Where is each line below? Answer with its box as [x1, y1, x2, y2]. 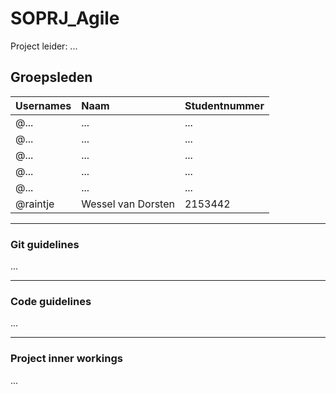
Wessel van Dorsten [81, 197, 175, 211]
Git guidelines [10, 237, 80, 251]
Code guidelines [10, 294, 92, 308]
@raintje [15, 197, 55, 211]
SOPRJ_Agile [10, 7, 120, 30]
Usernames [15, 98, 72, 112]
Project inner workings [10, 352, 123, 366]
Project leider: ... [10, 40, 78, 52]
